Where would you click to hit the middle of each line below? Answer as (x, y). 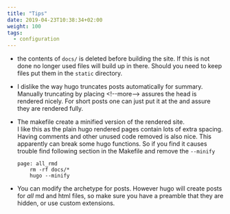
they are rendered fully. (50, 109)
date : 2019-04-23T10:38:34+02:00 (55, 20)
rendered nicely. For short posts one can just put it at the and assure (114, 101)
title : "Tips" (27, 13)
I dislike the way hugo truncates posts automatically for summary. (110, 87)
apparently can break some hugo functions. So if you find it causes (112, 144)
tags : (15, 33)
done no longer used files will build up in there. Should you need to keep (119, 66)
